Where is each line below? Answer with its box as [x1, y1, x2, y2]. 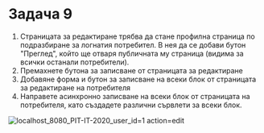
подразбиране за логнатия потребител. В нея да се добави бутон [19, 39, 246, 49]
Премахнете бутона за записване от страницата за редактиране [19, 65, 243, 75]
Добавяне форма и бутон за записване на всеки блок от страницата [19, 74, 257, 84]
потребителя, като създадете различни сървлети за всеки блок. [19, 100, 243, 110]
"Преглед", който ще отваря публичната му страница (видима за [19, 48, 244, 58]
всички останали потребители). [19, 57, 130, 67]
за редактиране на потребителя [19, 82, 131, 93]
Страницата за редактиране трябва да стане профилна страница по [19, 31, 255, 41]
